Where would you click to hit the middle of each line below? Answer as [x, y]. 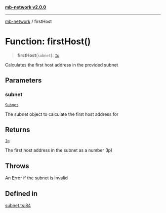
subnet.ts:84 [18, 206]
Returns [18, 130]
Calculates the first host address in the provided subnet [62, 65]
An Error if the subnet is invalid [37, 178]
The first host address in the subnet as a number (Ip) [59, 150]
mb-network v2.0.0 [26, 7]
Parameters [23, 81]
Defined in [21, 193]
